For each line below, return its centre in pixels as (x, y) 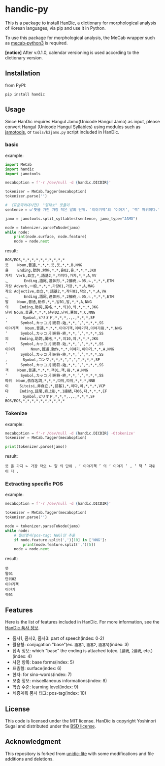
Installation (23, 73)
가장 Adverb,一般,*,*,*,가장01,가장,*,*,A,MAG (50, 286)
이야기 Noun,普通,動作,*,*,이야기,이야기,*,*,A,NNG (60, 349)
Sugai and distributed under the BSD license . (50, 726)
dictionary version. (24, 57)
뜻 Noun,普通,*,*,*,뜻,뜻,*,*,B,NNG (44, 265)
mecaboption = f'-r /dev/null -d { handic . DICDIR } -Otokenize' (70, 433)
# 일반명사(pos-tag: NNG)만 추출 (45, 535)
